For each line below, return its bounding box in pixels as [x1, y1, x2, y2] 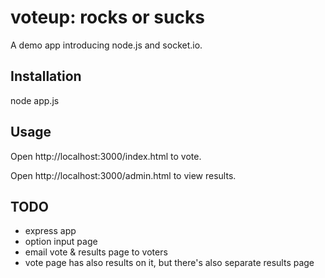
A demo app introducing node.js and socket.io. [10, 39, 203, 51]
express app [24, 225, 77, 237]
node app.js [10, 94, 60, 106]
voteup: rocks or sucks [10, 6, 205, 29]
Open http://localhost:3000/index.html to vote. [10, 150, 202, 162]
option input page [24, 236, 98, 248]
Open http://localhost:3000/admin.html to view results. [10, 169, 237, 181]
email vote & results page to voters [24, 246, 168, 258]
